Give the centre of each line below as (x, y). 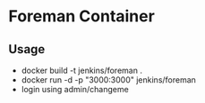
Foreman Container (82, 16)
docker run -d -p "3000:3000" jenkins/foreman (108, 80)
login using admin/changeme (75, 89)
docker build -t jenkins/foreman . (81, 70)
